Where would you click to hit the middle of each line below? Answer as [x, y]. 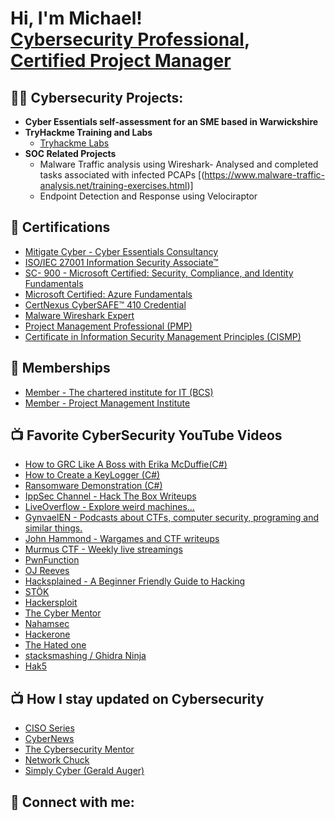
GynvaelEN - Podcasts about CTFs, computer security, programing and [172, 518]
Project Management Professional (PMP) [108, 326]
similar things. [53, 528]
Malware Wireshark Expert [79, 315]
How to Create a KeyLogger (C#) [92, 475]
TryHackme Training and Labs [88, 132]
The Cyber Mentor [63, 613]
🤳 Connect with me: [72, 802]
